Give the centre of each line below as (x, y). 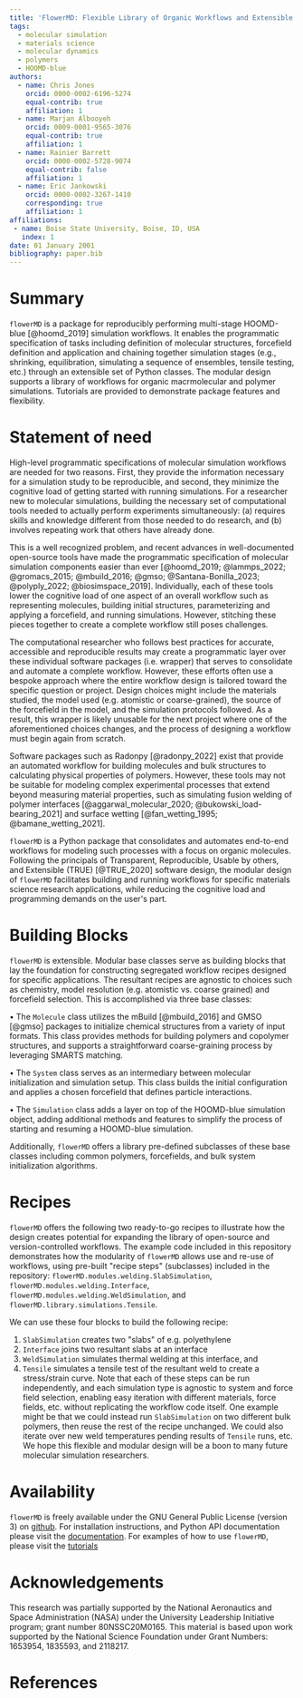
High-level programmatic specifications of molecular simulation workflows (148, 462)
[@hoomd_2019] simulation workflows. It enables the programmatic (153, 334)
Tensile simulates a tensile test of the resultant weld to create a (141, 1368)
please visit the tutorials (54, 1546)
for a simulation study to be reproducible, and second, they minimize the (144, 482)
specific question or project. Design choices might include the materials (143, 690)
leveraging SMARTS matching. (66, 1055)
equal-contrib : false (66, 170)
